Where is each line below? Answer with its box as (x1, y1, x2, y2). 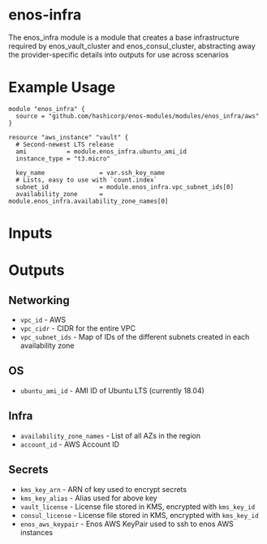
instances (19, 527, 54, 537)
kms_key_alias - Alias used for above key (19, 493, 157, 503)
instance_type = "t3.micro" (15, 154, 111, 163)
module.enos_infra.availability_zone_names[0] (8, 197, 169, 205)
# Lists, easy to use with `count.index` (15, 176, 158, 184)
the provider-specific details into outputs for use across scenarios (8, 49, 229, 59)
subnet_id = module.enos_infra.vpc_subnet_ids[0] (15, 182, 234, 191)
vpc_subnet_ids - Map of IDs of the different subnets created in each (19, 332, 250, 342)
